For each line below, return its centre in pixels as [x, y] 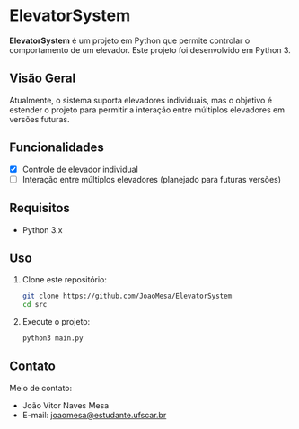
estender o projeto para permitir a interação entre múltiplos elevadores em [147, 110]
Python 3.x [42, 229]
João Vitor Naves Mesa [66, 405]
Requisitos [40, 208]
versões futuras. [40, 119]
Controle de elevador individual [80, 169]
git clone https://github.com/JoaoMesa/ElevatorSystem [127, 296]
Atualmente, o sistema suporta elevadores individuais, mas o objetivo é [141, 100]
